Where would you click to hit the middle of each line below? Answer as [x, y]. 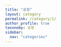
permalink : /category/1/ [31, 19]
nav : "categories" [29, 37]
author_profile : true [28, 23]
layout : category [23, 14]
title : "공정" [19, 10]
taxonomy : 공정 [20, 28]
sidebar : [14, 32]
